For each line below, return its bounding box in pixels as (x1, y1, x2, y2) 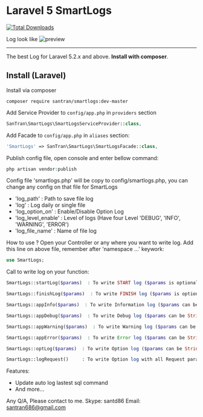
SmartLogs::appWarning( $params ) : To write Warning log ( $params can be (6, 324, 196, 330)
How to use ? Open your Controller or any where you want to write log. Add (6, 239, 194, 246)
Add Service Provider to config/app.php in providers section (6, 108, 157, 116)
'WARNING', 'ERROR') (14, 221, 69, 228)
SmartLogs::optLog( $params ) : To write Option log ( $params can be (6, 345, 182, 352)
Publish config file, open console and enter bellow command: (6, 154, 159, 161)
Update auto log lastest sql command (14, 379, 109, 387)
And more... (14, 385, 45, 393)
